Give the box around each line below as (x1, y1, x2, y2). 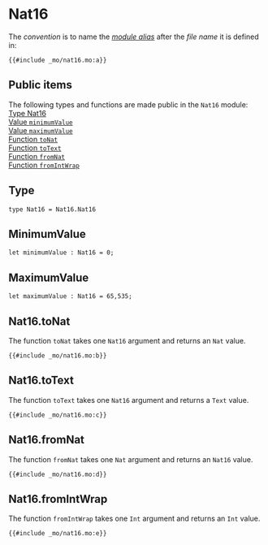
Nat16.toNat (8, 314, 71, 328)
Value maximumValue (8, 125, 73, 135)
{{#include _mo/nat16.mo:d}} (8, 470, 107, 478)
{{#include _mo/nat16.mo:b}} (8, 352, 107, 360)
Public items (8, 78, 73, 92)
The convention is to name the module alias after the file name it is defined (8, 32, 260, 41)
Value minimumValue (8, 117, 73, 127)
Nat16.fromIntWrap (8, 492, 108, 506)
